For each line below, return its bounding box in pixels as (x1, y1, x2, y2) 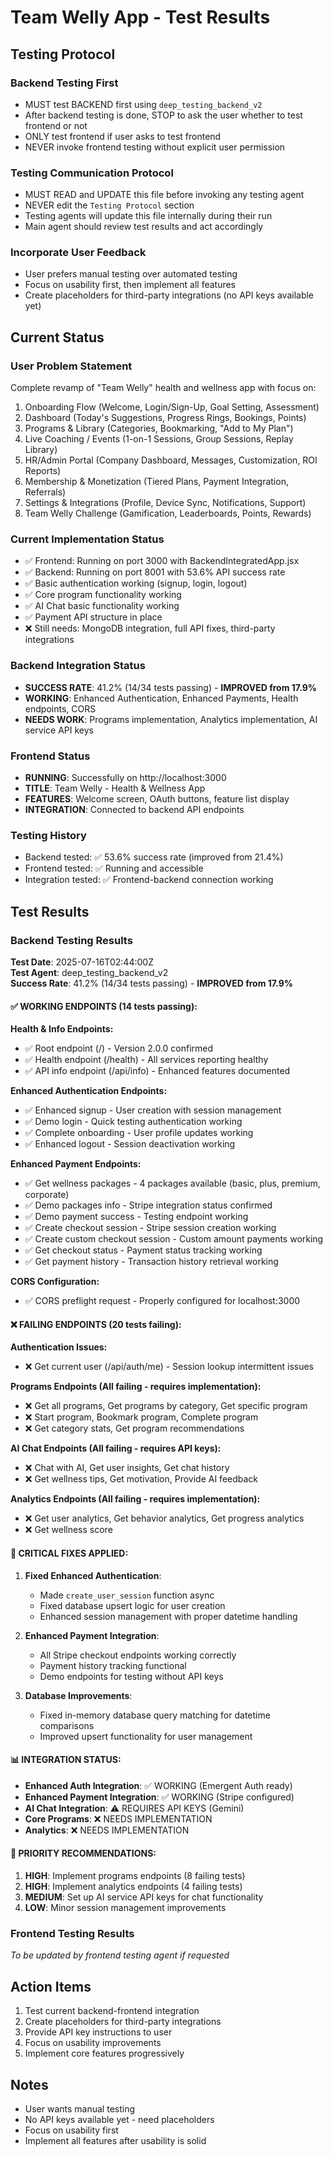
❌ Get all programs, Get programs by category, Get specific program (24, 1400, 308, 1412)
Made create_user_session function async (39, 1589, 215, 1601)
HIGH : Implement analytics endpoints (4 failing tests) (24, 1881, 243, 1893)
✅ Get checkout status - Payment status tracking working (24, 1244, 263, 1256)
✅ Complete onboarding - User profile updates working (24, 1127, 254, 1139)
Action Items (10, 1978, 92, 1995)
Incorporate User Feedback (10, 246, 147, 260)
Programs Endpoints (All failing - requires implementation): (10, 1381, 262, 1393)
